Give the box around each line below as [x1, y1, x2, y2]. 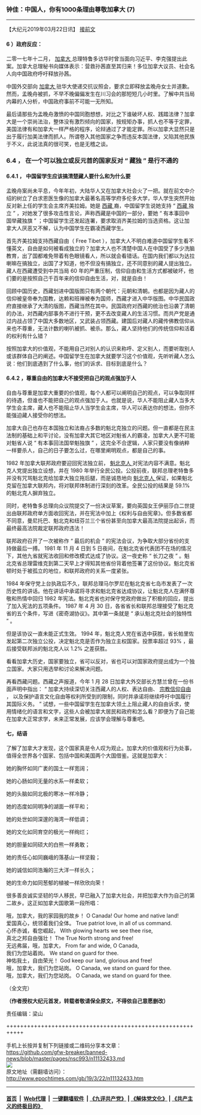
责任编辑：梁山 [6, 1010, 43, 1017]
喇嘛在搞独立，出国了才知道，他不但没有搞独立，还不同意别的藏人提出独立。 [6, 259, 195, 267]
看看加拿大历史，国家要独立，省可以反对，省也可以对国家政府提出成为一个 [6, 657, 190, 665]
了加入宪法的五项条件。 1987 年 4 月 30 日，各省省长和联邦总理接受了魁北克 [6, 602, 194, 609]
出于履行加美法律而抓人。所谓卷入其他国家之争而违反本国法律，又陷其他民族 [6, 133, 195, 140]
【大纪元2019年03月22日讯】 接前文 [6, 26, 96, 33]
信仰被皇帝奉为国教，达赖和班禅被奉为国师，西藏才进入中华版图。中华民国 [6, 294, 190, 302]
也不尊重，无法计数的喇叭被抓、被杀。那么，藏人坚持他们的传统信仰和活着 [11, 324, 195, 332]
